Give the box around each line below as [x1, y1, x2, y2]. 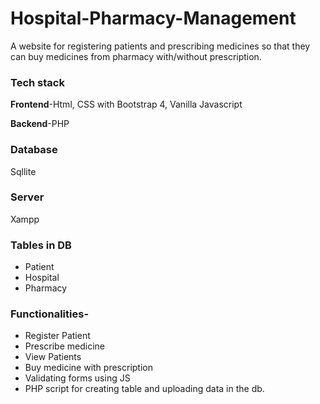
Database [10, 143, 58, 157]
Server [10, 190, 45, 204]
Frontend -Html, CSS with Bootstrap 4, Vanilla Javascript [10, 98, 243, 111]
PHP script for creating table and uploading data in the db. [24, 383, 265, 395]
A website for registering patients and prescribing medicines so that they [10, 40, 311, 52]
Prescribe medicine [24, 340, 106, 352]
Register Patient [24, 330, 91, 342]
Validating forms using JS [24, 372, 131, 384]
